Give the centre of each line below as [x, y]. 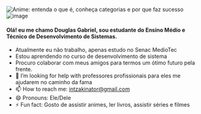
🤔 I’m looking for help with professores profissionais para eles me [98, 76]
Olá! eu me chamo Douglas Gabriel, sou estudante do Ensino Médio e [96, 30]
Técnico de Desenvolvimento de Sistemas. [62, 36]
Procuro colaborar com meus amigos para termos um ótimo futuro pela [105, 63]
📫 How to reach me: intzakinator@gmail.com [73, 89]
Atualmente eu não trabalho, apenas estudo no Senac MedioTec [96, 50]
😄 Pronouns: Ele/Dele [43, 98]
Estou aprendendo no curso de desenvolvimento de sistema [91, 56]
